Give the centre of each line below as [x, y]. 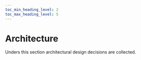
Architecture [32, 39]
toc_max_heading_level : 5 [32, 14]
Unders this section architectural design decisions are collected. [70, 52]
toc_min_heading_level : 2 [32, 10]
